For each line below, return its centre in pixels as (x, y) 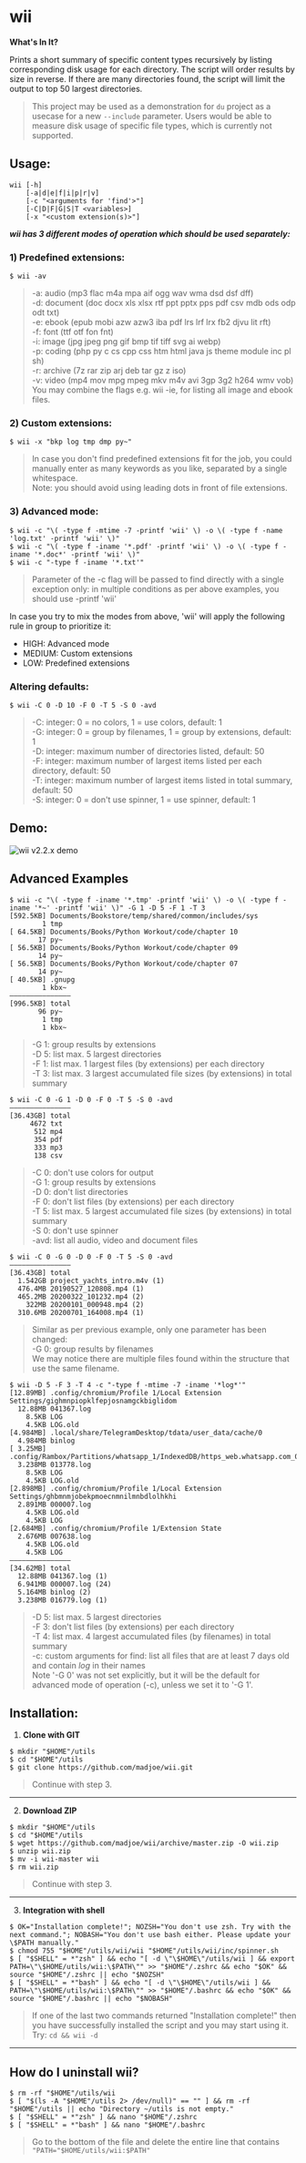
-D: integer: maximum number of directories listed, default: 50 (148, 751)
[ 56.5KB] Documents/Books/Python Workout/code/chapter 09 (124, 948)
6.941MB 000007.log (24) (65, 1584)
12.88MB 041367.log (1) (62, 1576)
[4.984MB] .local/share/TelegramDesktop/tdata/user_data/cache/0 (136, 1433)
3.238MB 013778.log (55, 1464)
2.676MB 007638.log (55, 1536)
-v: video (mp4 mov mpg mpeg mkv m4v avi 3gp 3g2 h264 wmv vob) (163, 381)
